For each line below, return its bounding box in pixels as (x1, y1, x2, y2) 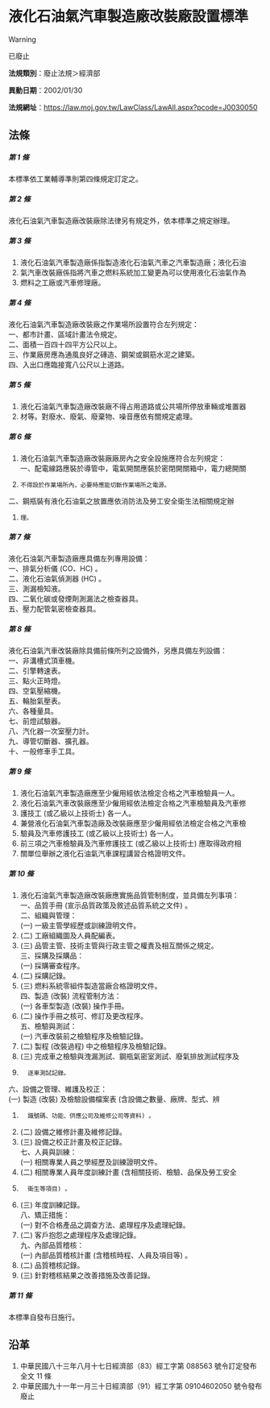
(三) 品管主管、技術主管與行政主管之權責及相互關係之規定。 (19, 941, 218, 950)
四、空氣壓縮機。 (8, 686, 65, 696)
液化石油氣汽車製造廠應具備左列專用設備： (8, 553, 150, 564)
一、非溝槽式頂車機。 (8, 656, 79, 665)
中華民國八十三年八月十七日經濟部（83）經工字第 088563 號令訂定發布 (19, 1360, 257, 1370)
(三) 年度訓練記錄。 (19, 1200, 85, 1210)
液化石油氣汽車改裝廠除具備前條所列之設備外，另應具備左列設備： (8, 646, 227, 656)
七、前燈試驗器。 (8, 716, 65, 726)
